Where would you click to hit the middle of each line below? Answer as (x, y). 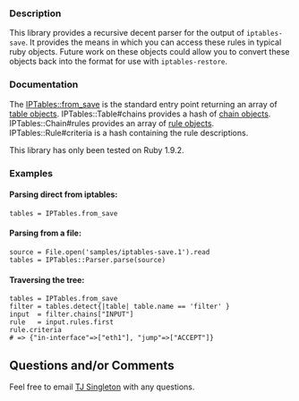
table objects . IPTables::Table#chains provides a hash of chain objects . (140, 114)
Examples (31, 173)
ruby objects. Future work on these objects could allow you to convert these (149, 52)
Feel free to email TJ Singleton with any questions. (102, 387)
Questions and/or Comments (92, 365)
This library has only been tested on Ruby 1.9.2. (97, 149)
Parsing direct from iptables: (64, 194)
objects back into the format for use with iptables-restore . (119, 62)
